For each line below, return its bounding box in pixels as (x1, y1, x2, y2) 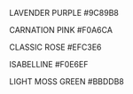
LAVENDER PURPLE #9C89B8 (9, 8, 120, 18)
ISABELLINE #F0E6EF (9, 59, 89, 69)
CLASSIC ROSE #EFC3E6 (9, 42, 102, 52)
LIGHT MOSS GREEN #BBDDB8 (9, 76, 124, 87)
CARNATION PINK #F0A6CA (9, 25, 113, 35)
